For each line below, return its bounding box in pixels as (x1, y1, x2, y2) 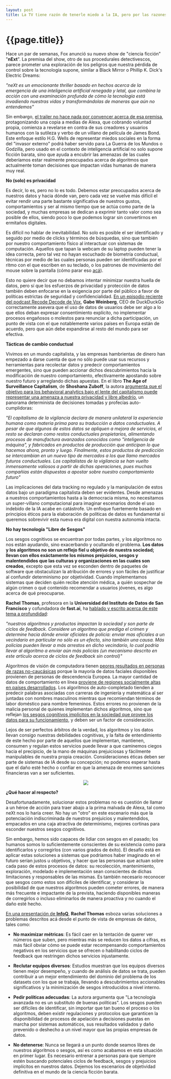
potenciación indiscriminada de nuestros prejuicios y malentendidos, (6, 815, 150, 821)
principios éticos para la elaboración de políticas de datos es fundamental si (6, 511, 165, 517)
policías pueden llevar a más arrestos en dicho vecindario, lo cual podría (6, 642, 159, 649)
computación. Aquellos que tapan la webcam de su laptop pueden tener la (6, 246, 161, 252)
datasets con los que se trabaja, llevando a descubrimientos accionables (13, 979, 165, 985)
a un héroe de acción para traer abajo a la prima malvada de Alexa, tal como (6, 805, 165, 811)
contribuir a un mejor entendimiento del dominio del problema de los (13, 974, 156, 980)
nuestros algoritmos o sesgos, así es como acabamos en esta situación (13, 1047, 163, 1054)
